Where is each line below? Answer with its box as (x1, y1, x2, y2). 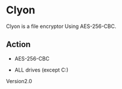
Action (6, 40, 31, 49)
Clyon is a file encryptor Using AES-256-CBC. (6, 23, 117, 30)
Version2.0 (6, 77, 32, 84)
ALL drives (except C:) (14, 66, 69, 73)
